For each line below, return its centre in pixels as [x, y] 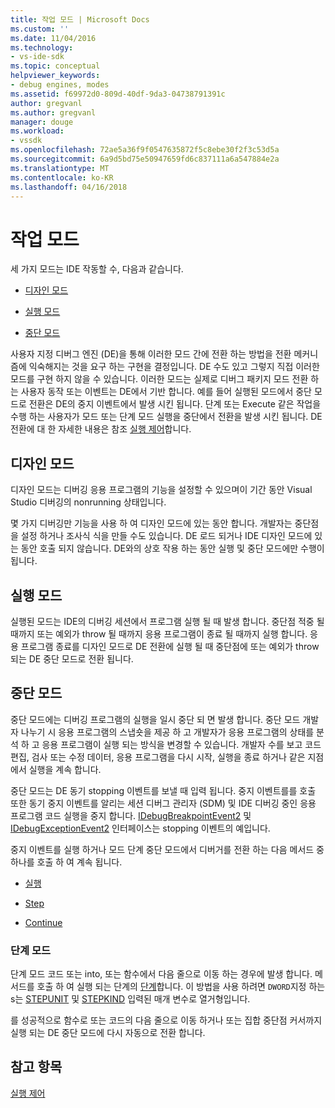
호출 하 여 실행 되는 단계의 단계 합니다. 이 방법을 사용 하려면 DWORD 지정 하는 [181, 987]
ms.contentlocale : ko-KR [62, 177]
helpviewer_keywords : [55, 76]
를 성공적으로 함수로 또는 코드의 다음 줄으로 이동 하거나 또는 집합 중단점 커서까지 [166, 1020]
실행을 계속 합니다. [65, 769]
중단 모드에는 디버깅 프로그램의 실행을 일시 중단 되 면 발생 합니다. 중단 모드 [155, 719]
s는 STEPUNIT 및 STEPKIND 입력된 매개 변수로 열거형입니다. [130, 999]
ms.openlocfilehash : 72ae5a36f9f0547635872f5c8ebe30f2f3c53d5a [145, 150]
